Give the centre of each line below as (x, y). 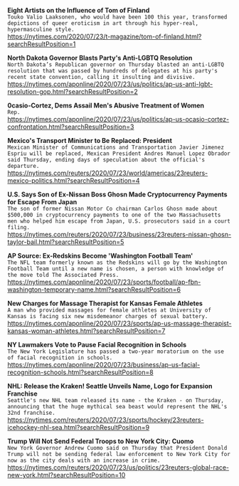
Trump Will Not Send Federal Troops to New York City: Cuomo (101, 441)
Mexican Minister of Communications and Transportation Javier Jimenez (116, 147)
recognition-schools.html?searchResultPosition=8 (81, 372)
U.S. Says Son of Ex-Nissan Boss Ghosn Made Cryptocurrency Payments (117, 194)
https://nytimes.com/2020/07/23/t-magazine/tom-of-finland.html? (105, 36)
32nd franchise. (31, 413)
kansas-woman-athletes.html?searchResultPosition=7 (86, 331)
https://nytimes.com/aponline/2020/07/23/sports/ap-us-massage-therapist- (119, 323)
